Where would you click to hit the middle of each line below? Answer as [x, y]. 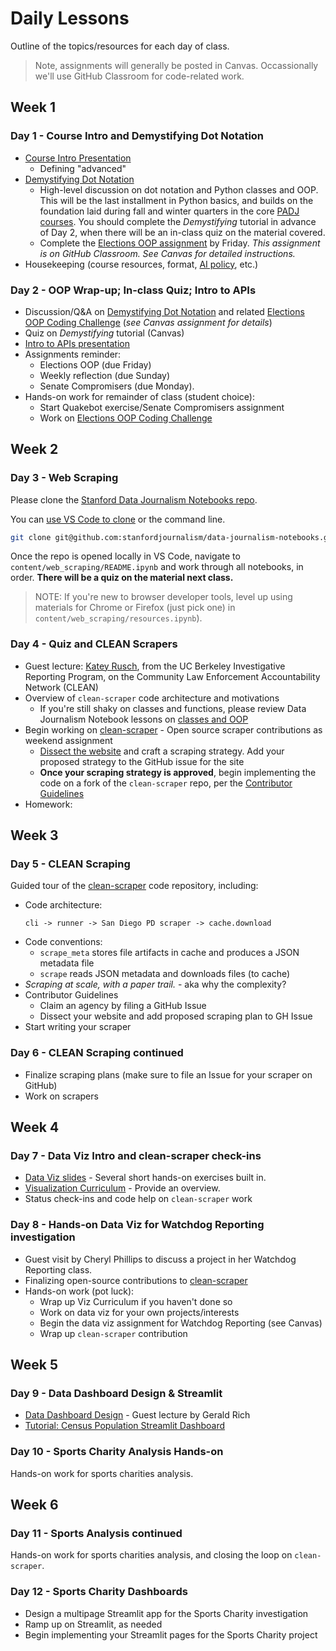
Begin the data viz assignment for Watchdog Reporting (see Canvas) [181, 1323]
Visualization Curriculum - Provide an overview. [122, 1188]
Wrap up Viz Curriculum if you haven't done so [136, 1301]
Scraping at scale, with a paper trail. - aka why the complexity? [155, 984]
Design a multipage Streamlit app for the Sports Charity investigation [166, 1613]
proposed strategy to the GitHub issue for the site [142, 761]
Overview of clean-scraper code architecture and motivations [152, 698]
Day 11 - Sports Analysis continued [96, 1534]
